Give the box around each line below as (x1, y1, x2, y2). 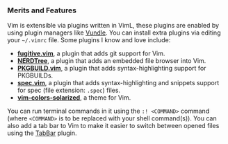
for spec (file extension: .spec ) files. (17, 86, 120, 95)
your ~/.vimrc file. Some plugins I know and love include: (7, 36, 171, 44)
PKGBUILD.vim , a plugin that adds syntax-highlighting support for (17, 64, 206, 73)
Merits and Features (7, 6, 76, 15)
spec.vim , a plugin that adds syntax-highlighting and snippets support (17, 79, 220, 87)
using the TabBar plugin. (7, 129, 78, 137)
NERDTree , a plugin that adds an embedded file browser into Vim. (17, 57, 206, 65)
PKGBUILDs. (17, 71, 54, 80)
